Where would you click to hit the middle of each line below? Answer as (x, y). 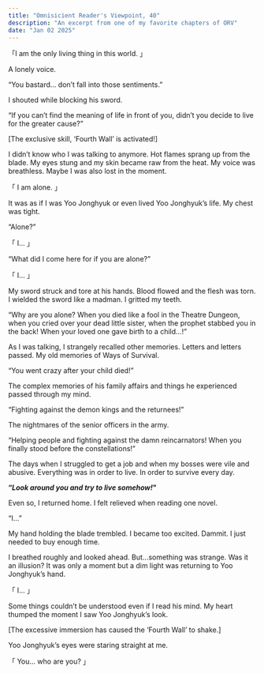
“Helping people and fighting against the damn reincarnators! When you (125, 440)
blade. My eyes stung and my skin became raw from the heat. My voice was (132, 163)
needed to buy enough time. (54, 542)
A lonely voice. (32, 70)
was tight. (24, 212)
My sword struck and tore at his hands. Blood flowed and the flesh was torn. (132, 291)
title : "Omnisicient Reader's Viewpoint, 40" (84, 15)
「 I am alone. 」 (35, 187)
